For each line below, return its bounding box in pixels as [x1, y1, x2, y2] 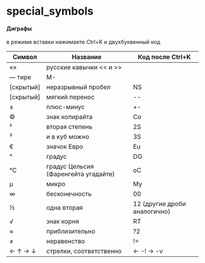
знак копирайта [46, 113, 93, 121]
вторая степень [46, 123, 93, 131]
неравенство [46, 237, 85, 245]
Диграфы [6, 24, 32, 32]
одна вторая [46, 203, 84, 212]
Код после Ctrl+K [137, 53, 191, 62]
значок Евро [46, 142, 84, 151]
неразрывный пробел [46, 83, 111, 92]
